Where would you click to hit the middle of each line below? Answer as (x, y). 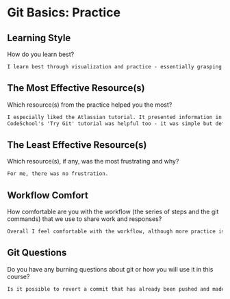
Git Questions (37, 253)
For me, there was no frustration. (58, 174)
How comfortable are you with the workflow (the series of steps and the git (113, 211)
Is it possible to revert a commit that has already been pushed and (108, 289)
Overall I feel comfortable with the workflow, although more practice (111, 231)
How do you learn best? (41, 54)
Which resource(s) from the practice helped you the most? (90, 105)
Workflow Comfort (48, 195)
